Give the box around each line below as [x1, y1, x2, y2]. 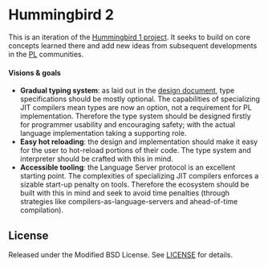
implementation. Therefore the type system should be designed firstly [19, 111, 251, 121]
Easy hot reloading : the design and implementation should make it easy [19, 137, 258, 146]
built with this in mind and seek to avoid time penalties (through [19, 188, 230, 198]
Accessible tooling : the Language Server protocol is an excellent [19, 162, 236, 172]
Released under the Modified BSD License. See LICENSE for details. [8, 249, 233, 259]
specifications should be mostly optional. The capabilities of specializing [19, 94, 261, 104]
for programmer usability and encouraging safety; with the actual [19, 120, 236, 129]
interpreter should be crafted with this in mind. [19, 154, 174, 164]
